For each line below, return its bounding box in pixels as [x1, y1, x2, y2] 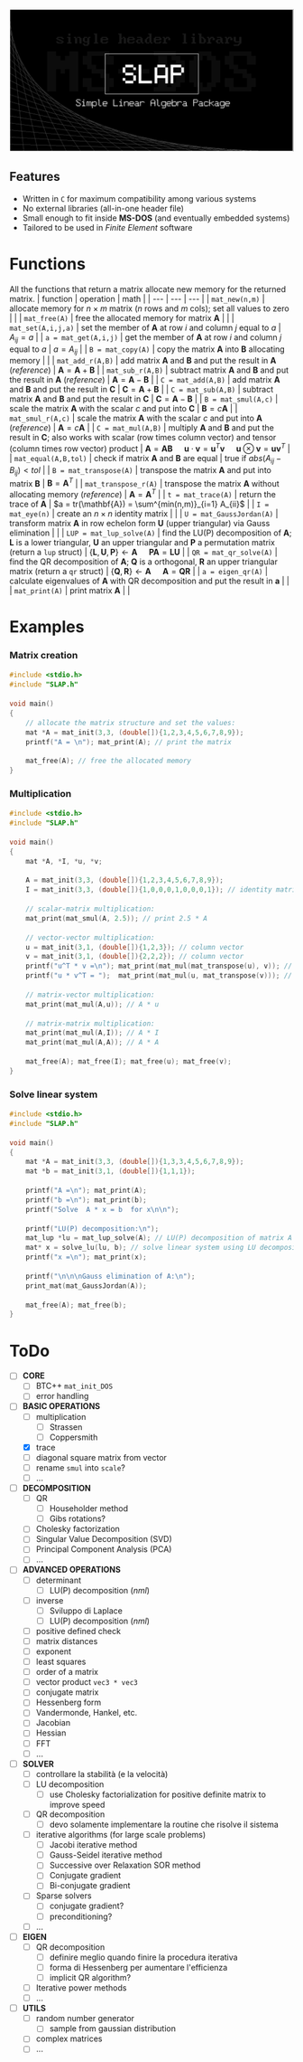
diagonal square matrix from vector [35, 1452, 167, 1462]
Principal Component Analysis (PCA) [35, 1544, 172, 1555]
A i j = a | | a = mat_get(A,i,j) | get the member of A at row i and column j [9, 331, 282, 345]
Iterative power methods [35, 1982, 127, 1993]
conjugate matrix [35, 1687, 99, 1698]
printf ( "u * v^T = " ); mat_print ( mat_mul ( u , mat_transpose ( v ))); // [25, 971, 293, 980]
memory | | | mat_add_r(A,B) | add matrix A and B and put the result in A [9, 355, 277, 366]
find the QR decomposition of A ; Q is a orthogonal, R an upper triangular [9, 556, 278, 567]
